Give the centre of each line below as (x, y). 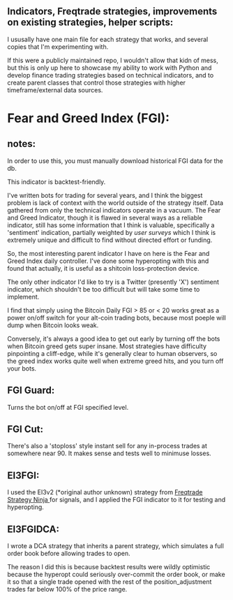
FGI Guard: (31, 391)
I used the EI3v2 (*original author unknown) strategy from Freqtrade (105, 492)
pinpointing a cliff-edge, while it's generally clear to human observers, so (112, 353)
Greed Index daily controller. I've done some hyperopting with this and (108, 261)
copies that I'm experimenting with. (58, 47)
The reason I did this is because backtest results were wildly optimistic (109, 567)
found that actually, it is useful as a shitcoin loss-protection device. (103, 268)
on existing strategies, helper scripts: (90, 23)
